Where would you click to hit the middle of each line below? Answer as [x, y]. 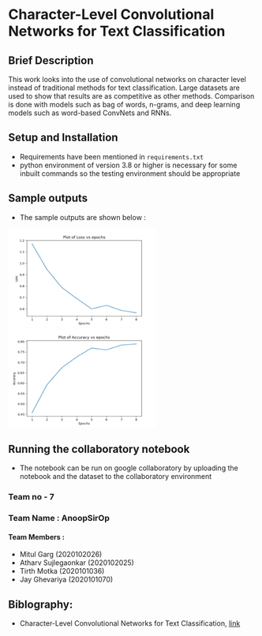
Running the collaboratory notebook [99, 449]
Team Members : [36, 537]
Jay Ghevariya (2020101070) [66, 580]
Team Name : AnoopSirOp [59, 518]
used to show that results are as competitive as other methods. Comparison [131, 96]
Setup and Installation [63, 138]
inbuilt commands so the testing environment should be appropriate [130, 173]
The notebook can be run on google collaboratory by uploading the [129, 468]
